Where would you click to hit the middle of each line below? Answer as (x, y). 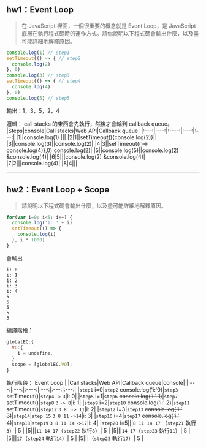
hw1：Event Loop (40, 10)
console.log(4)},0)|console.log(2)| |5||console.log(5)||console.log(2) (93, 150)
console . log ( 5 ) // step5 (38, 98)
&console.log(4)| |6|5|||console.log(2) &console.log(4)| (76, 156)
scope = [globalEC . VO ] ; (42, 365)
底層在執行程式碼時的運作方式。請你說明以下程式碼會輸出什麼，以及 (107, 33)
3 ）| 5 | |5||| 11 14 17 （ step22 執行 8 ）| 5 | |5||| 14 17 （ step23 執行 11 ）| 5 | (98, 431)
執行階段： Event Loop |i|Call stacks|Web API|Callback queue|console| (96, 383)
